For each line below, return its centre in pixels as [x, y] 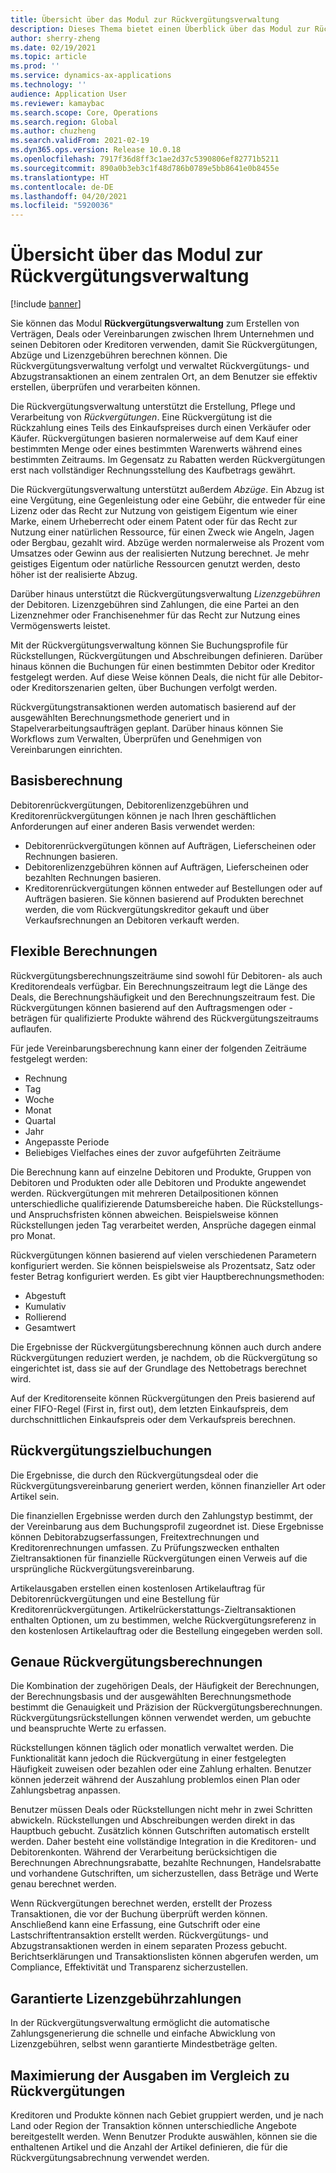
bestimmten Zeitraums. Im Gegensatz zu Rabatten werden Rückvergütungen [168, 460]
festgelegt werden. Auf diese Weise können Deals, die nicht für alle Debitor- [167, 677]
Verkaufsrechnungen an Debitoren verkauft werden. [132, 920]
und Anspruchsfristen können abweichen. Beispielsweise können [144, 1214]
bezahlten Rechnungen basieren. [93, 877]
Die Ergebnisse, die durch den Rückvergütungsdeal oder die [134, 1475]
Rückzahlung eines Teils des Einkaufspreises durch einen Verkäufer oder [161, 428]
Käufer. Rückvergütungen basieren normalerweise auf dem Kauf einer [154, 438]
